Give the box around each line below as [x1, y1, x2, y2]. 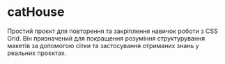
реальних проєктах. [7, 49, 67, 57]
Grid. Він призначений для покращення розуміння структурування [7, 34, 205, 42]
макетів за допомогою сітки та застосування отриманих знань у [7, 41, 200, 50]
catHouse [7, 4, 65, 20]
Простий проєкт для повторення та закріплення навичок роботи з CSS [7, 27, 218, 35]
